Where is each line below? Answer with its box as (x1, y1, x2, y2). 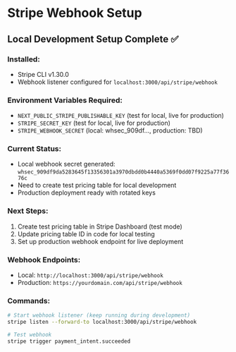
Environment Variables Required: (7, 95, 123, 105)
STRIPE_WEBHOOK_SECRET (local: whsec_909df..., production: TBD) (17, 126, 203, 135)
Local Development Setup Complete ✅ (7, 33, 179, 45)
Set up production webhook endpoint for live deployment (17, 237, 184, 245)
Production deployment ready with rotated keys (17, 188, 156, 197)
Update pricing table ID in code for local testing (17, 229, 155, 238)
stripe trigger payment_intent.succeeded (7, 337, 131, 345)
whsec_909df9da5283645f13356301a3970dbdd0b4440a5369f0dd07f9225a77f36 (17, 169, 230, 176)
